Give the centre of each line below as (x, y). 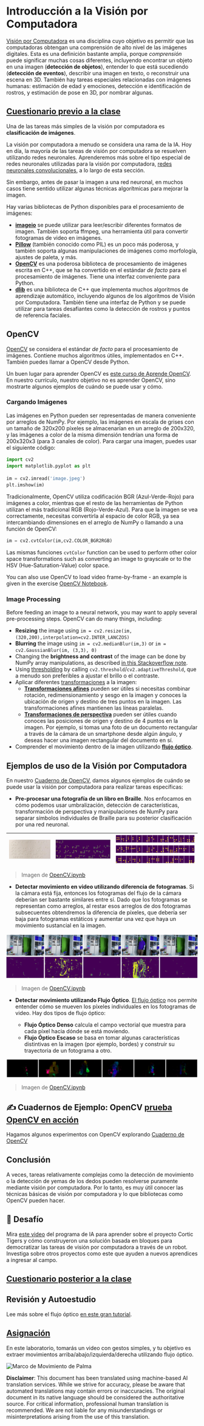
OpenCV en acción (42, 1120)
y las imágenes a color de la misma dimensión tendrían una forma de (92, 435)
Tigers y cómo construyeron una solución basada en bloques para (89, 1240)
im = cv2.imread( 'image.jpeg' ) (46, 479)
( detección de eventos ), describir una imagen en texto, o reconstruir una (98, 73)
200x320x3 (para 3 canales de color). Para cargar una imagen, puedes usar (101, 441)
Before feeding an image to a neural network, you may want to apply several (102, 613)
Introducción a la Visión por (77, 11)
